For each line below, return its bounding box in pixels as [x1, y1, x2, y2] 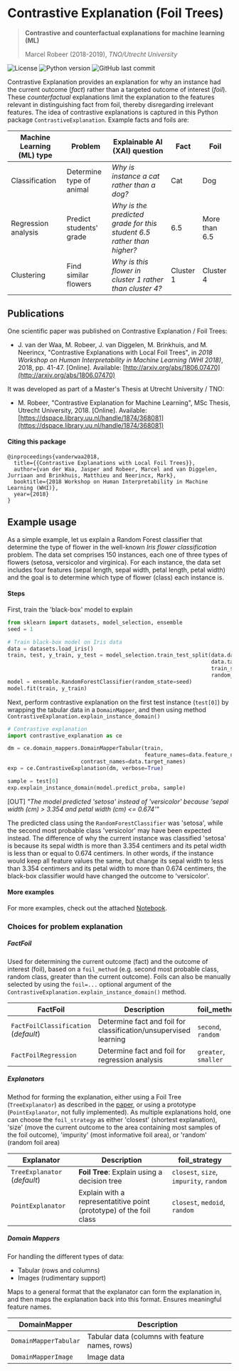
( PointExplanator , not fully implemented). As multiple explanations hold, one [7, 1107, 231, 1116]
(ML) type [18, 150, 53, 160]
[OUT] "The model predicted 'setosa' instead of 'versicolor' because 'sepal [7, 797, 229, 806]
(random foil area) [7, 1138, 60, 1146]
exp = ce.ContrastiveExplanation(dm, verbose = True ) [7, 765, 164, 772]
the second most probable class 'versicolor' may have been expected [7, 826, 212, 835]
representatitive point [78, 1196, 150, 1206]
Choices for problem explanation [7, 921, 123, 931]
